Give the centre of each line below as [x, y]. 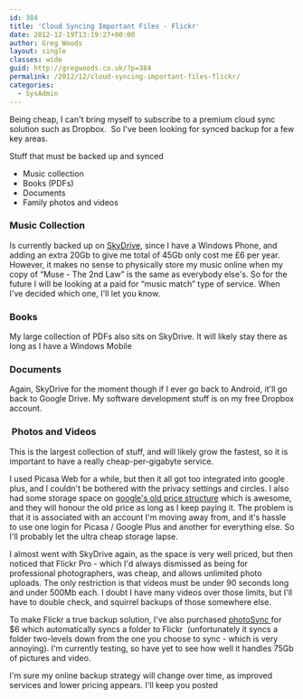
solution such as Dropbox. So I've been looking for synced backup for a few [152, 128]
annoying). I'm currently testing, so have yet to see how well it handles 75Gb [151, 648]
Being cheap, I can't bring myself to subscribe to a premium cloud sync [142, 119]
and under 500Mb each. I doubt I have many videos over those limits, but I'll [151, 592]
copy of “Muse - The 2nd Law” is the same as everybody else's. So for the [148, 274]
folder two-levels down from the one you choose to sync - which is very [144, 638]
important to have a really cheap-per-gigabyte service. [112, 461]
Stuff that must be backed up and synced [87, 156]
